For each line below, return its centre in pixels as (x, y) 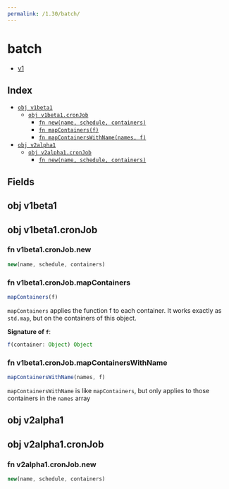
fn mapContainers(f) (69, 130)
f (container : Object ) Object (50, 345)
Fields (21, 181)
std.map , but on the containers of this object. (72, 318)
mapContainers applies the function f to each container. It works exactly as (114, 310)
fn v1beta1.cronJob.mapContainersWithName (87, 362)
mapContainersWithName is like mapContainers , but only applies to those (109, 390)
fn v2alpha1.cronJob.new (52, 464)
